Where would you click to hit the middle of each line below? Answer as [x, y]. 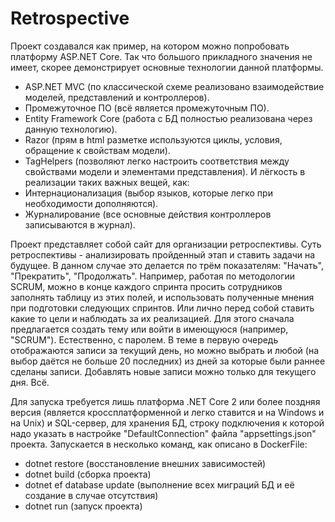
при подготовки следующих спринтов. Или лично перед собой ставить [162, 308]
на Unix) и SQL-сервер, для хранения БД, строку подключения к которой [167, 423]
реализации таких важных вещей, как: [107, 182]
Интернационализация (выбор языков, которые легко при [148, 193]
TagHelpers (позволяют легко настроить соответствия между [157, 161]
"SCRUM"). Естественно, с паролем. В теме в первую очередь [144, 339]
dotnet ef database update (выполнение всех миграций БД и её [159, 484]
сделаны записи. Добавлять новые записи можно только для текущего [163, 371]
